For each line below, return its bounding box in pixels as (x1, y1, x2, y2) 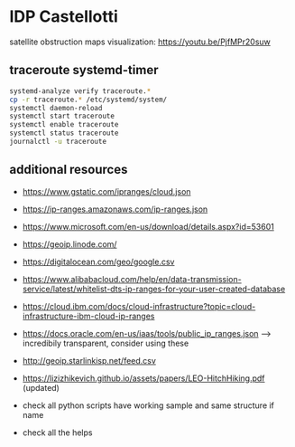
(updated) (22, 382, 60, 393)
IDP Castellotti (9, 6, 119, 27)
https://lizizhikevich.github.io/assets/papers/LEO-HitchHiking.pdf (22, 373, 265, 384)
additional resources (9, 162, 128, 177)
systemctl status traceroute (9, 128, 119, 138)
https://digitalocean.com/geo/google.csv (22, 256, 175, 267)
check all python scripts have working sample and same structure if (22, 400, 275, 411)
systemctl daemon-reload (9, 103, 103, 112)
